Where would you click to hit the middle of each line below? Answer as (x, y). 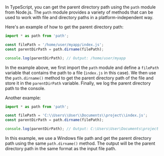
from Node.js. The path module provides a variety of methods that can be (79, 12)
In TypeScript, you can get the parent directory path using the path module (80, 7)
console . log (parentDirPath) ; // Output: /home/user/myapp (65, 58)
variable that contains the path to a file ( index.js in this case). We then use (81, 72)
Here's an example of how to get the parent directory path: (64, 27)
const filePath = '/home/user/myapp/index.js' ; (55, 45)
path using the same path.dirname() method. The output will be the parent (80, 143)
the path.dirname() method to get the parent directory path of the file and (79, 78)
